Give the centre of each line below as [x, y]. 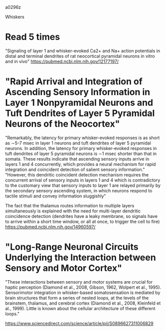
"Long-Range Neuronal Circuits [72, 247]
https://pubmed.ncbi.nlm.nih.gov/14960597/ [50, 227]
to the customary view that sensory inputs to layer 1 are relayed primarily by [83, 185]
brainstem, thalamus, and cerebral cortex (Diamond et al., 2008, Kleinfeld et [83, 303]
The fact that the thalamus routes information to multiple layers [70, 205]
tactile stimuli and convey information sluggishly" [56, 196]
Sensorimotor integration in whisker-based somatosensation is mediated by [83, 292]
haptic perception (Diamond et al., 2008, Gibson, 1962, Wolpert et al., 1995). [83, 287]
